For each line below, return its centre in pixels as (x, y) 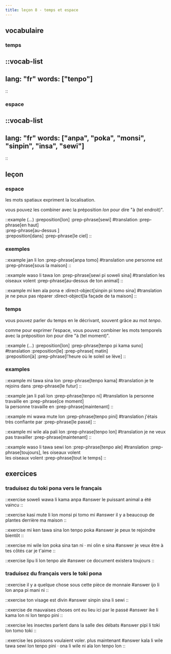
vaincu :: (14, 505)
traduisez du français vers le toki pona (54, 574)
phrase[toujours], (23, 452)
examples (18, 369)
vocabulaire (25, 31)
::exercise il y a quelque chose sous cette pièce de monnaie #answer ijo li (82, 585)
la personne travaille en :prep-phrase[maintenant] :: (59, 406)
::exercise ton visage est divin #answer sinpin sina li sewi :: (67, 600)
